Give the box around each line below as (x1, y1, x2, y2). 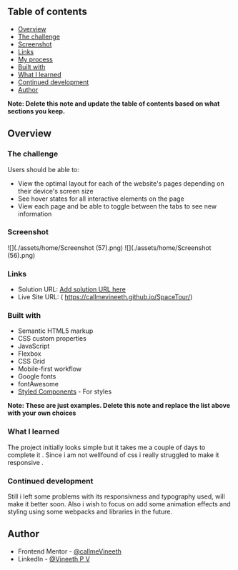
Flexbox (17, 349, 41, 358)
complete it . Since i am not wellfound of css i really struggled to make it (7, 450, 219, 459)
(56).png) (7, 251, 36, 259)
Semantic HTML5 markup (17, 326, 94, 335)
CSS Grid (17, 357, 45, 366)
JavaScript (17, 342, 50, 351)
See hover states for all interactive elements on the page (17, 194, 184, 203)
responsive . (7, 458, 44, 466)
